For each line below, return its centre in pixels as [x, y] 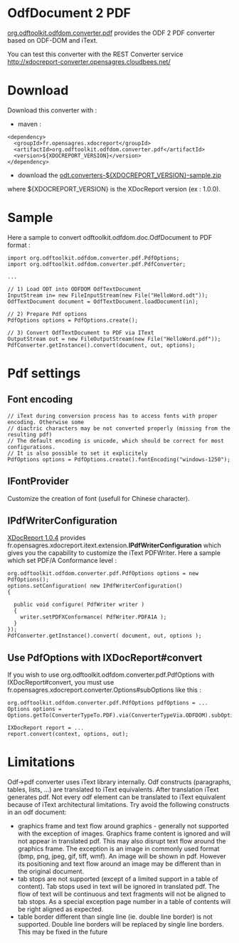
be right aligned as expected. [60, 910]
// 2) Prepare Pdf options [47, 314]
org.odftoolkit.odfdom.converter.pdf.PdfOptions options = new [103, 574]
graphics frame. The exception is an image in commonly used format [118, 849]
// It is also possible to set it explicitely [78, 453]
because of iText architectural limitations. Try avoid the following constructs [118, 805]
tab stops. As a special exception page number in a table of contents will [124, 902]
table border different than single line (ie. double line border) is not [115, 917]
